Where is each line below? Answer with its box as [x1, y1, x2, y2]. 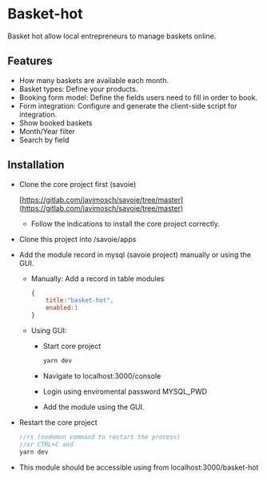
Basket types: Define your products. [18, 84, 138, 93]
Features [7, 54, 53, 68]
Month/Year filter [18, 126, 75, 136]
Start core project [42, 341, 102, 351]
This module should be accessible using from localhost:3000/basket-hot [18, 462, 259, 472]
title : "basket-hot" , [46, 296, 114, 304]
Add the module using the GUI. [42, 402, 145, 411]
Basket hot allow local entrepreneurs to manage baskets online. [7, 31, 217, 41]
